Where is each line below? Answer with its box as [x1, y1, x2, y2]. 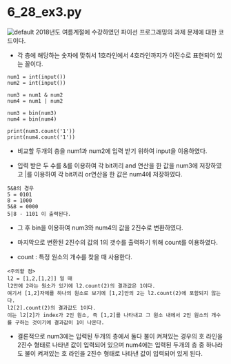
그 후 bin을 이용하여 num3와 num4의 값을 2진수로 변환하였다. [17, 223, 184, 232]
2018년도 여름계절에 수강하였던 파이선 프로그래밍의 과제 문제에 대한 [35, 28, 217, 36]
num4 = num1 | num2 [7, 97, 63, 104]
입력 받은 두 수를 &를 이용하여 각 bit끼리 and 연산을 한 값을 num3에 [17, 161, 199, 170]
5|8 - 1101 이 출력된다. [7, 210, 71, 217]
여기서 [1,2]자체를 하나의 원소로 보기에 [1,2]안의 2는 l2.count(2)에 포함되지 [7, 290, 209, 296]
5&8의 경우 [7, 185, 34, 192]
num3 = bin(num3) [7, 110, 57, 117]
